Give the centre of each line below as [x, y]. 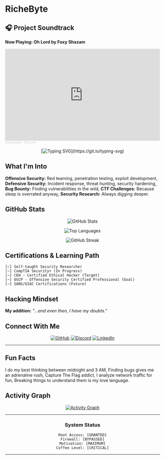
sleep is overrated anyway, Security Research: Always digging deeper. [77, 194]
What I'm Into [26, 166]
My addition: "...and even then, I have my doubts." [56, 311]
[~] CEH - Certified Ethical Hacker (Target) [52, 276]
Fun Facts [20, 358]
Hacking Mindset [32, 299]
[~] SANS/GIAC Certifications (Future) [46, 284]
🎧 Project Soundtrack [40, 28]
